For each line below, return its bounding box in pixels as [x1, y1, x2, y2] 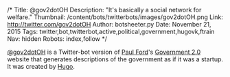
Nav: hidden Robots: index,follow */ [7, 35, 108, 43]
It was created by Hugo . [7, 63, 76, 70]
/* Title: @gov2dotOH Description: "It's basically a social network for [7, 6, 202, 14]
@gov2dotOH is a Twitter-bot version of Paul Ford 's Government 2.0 [7, 48, 201, 56]
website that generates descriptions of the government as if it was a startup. [7, 55, 224, 63]
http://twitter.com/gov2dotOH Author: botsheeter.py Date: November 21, [7, 20, 211, 28]
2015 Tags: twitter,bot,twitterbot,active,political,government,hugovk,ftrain [7, 27, 215, 35]
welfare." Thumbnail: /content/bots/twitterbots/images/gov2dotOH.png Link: [7, 13, 223, 21]
